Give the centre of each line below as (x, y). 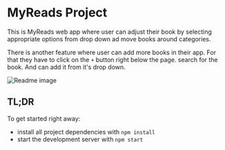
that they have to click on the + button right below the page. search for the (113, 59)
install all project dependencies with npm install (86, 131)
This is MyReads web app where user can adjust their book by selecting (110, 32)
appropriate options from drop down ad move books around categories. (109, 39)
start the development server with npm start (80, 139)
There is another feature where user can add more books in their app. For (111, 52)
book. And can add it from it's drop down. (66, 67)
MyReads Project (57, 13)
